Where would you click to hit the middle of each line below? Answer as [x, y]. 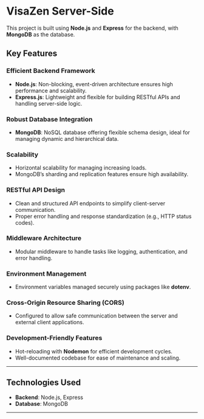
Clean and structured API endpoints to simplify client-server [90, 203]
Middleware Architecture [44, 238]
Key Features [32, 54]
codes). [25, 222]
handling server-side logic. [49, 103]
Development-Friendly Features [54, 338]
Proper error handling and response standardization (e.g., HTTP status [103, 216]
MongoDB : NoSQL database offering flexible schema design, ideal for [102, 132]
